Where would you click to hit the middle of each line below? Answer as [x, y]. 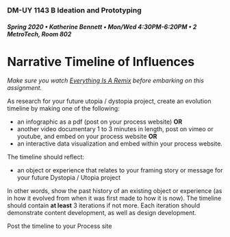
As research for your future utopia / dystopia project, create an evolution [109, 101]
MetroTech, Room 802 [39, 34]
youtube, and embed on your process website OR [87, 137]
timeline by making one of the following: [63, 109]
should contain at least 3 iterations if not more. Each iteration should [104, 205]
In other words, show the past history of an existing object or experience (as [115, 191]
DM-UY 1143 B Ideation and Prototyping [74, 10]
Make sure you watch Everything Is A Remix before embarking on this [105, 80]
